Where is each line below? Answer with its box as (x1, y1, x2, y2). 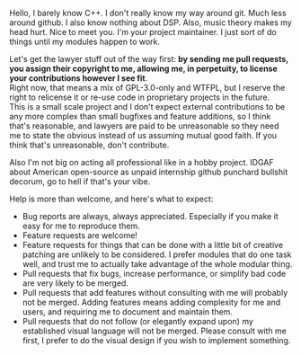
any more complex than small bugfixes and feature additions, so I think (9, 111, 271, 121)
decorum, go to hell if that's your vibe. (9, 176, 151, 187)
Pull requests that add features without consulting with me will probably (22, 288, 288, 297)
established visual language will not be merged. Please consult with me (22, 325, 288, 336)
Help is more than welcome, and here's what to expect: (9, 193, 214, 204)
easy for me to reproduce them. (22, 220, 141, 231)
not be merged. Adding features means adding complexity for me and (22, 297, 281, 307)
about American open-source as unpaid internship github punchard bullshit (9, 166, 288, 177)
